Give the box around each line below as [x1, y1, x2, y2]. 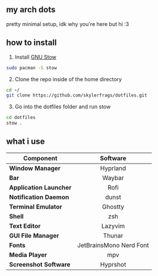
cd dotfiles [6, 115, 36, 121]
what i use [6, 136, 45, 147]
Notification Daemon [9, 192, 69, 201]
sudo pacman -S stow [6, 65, 58, 70]
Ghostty [102, 203, 125, 211]
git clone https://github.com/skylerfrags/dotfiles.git [6, 92, 147, 98]
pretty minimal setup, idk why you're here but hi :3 [6, 20, 129, 27]
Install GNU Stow [14, 53, 56, 60]
